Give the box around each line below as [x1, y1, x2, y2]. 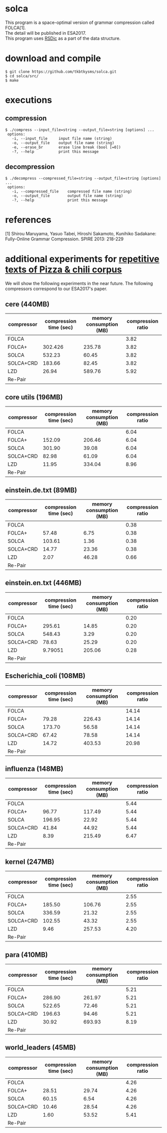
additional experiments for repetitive [5, 253, 160, 264]
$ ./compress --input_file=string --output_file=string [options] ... [5, 127, 155, 132]
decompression [5, 163, 55, 171]
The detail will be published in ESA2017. [5, 30, 86, 36]
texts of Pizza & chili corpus [5, 264, 122, 275]
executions [5, 95, 52, 106]
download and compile [5, 53, 101, 64]
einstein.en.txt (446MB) [5, 579, 82, 587]
